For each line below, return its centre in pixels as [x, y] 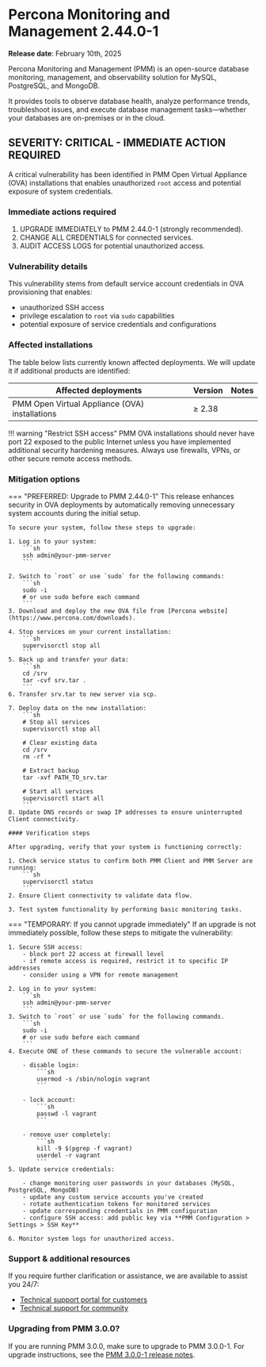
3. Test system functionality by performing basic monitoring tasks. [125, 909]
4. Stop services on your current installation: [90, 632]
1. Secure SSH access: [46, 947]
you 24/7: [24, 1284]
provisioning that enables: [50, 292]
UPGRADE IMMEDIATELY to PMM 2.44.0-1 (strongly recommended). [131, 229]
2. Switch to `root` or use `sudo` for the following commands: [116, 576]
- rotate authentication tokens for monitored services [117, 1204]
